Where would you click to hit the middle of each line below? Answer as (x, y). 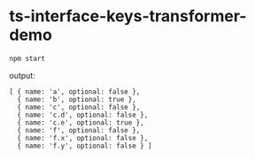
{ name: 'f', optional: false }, (79, 130)
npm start (27, 58)
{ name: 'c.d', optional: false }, (83, 115)
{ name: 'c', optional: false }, (79, 107)
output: (22, 75)
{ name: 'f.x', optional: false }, (83, 138)
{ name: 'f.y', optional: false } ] (85, 146)
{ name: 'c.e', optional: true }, (81, 122)
